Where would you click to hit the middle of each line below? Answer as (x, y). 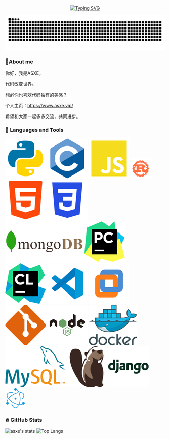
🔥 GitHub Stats (24, 420)
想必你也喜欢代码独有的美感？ (36, 95)
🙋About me (19, 62)
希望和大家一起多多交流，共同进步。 (43, 116)
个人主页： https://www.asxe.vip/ (39, 106)
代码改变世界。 (21, 84)
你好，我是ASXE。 (25, 73)
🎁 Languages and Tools (34, 130)
